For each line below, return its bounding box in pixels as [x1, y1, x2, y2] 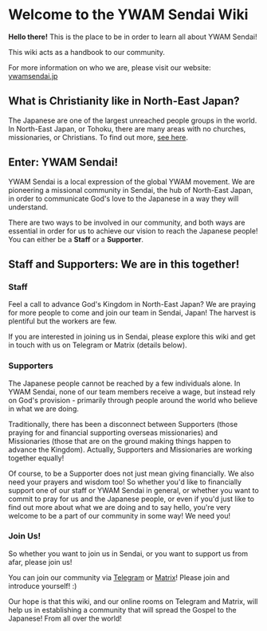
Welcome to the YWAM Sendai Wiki [8, 6, 249, 24]
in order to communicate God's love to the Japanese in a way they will [8, 194, 239, 203]
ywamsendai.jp [8, 71, 58, 80]
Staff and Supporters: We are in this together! [8, 257, 240, 271]
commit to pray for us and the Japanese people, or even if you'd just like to [8, 494, 255, 504]
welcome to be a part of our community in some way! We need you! [8, 511, 231, 520]
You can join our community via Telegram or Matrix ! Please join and [8, 572, 230, 582]
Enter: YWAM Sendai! [8, 155, 118, 169]
